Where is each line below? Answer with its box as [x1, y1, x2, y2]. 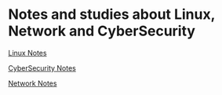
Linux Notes [8, 48, 47, 57]
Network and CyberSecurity [8, 22, 196, 40]
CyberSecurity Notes [8, 63, 76, 72]
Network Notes [8, 79, 57, 88]
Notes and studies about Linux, [8, 5, 216, 24]
